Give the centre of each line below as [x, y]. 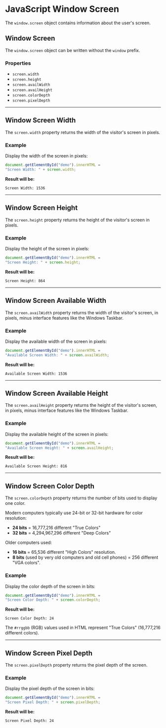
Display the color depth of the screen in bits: [50, 586]
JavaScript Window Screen [62, 9]
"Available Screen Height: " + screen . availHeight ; [59, 448]
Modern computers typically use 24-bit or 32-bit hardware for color [74, 513]
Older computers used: [29, 542]
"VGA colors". [26, 563]
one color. [15, 503]
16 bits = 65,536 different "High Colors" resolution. [64, 552]
